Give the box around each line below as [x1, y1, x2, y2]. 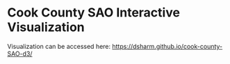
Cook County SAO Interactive [7, 5, 181, 21]
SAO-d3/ [7, 50, 33, 58]
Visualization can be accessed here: [7, 42, 111, 50]
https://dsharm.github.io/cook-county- [112, 42, 223, 50]
